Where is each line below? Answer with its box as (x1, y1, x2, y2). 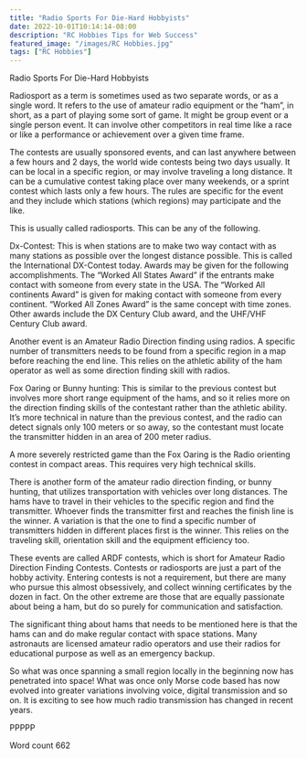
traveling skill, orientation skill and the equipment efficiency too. (9, 535, 249, 546)
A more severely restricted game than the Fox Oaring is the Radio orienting (9, 449, 291, 460)
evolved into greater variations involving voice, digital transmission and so (9, 685, 288, 696)
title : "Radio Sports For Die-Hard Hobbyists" (9, 13, 190, 23)
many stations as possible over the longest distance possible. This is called (9, 251, 292, 262)
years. (9, 705, 34, 716)
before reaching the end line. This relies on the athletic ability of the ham (9, 356, 283, 367)
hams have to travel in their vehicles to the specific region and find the (9, 496, 274, 507)
